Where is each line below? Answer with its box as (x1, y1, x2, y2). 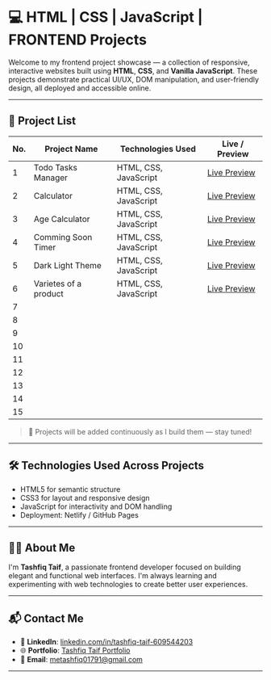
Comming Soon (33, 231, 93, 242)
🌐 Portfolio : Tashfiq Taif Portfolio (19, 645, 131, 656)
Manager (33, 172, 69, 183)
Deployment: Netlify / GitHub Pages (19, 510, 139, 519)
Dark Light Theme (33, 259, 102, 271)
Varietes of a (33, 278, 82, 289)
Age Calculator (33, 213, 90, 225)
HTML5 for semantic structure (19, 484, 121, 494)
